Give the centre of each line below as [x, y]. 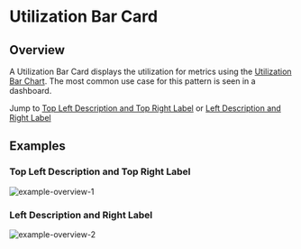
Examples [37, 146]
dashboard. [31, 91]
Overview [37, 50]
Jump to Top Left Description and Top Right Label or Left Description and [145, 108]
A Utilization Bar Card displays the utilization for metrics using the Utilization [150, 71]
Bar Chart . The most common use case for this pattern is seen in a [132, 81]
